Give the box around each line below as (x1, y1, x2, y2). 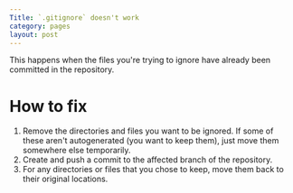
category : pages (9, 22, 71, 31)
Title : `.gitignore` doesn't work (9, 13, 140, 23)
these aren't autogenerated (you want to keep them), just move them (22, 135, 279, 146)
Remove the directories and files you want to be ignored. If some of (22, 125, 274, 136)
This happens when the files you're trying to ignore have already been (9, 55, 271, 66)
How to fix (9, 96, 88, 116)
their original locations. (22, 173, 109, 185)
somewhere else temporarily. (22, 145, 131, 156)
